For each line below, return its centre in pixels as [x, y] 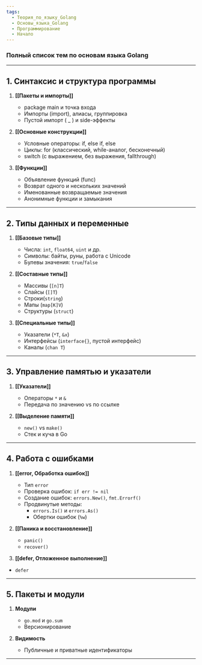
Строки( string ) [43, 298]
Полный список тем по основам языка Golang [78, 55]
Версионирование [47, 627]
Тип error [36, 484]
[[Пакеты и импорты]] [44, 96]
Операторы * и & [45, 398]
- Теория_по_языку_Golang [44, 17]
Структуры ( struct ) [49, 311]
